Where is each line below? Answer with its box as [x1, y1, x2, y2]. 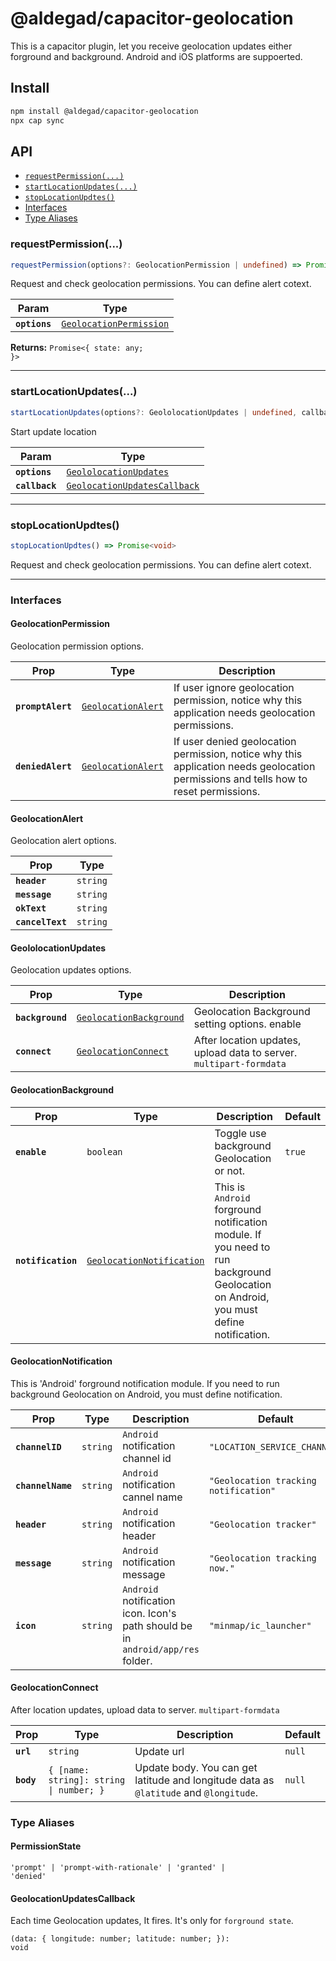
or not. [214, 1163, 245, 1177]
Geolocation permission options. [10, 640, 145, 652]
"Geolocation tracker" [208, 1518, 317, 1530]
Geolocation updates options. [10, 964, 132, 976]
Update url [134, 1744, 185, 1758]
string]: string [48, 1774, 126, 1786]
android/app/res [122, 1643, 200, 1655]
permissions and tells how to [173, 772, 308, 786]
